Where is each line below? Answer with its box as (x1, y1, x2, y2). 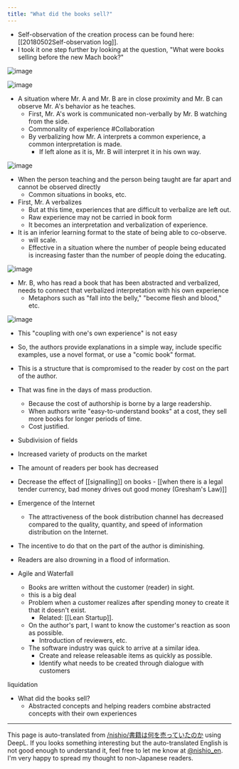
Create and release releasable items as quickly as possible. (38, 651, 213, 660)
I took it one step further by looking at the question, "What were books (17, 45, 225, 54)
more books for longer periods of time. (28, 414, 142, 423)
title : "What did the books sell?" (7, 10, 113, 18)
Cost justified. (28, 422, 70, 430)
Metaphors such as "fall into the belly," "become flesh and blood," (28, 293, 222, 302)
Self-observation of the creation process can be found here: (17, 30, 194, 39)
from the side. (28, 117, 70, 126)
